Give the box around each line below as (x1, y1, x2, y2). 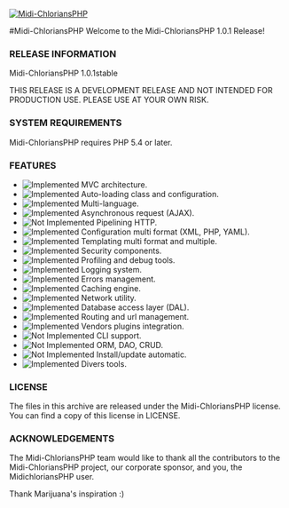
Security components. (81, 245, 162, 256)
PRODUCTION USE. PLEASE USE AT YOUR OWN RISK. (9, 94, 209, 106)
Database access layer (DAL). (81, 302, 190, 313)
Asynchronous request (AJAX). (81, 207, 195, 218)
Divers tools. (81, 358, 127, 369)
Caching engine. (81, 282, 142, 293)
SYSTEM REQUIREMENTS (9, 116, 122, 129)
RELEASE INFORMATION (9, 47, 117, 60)
